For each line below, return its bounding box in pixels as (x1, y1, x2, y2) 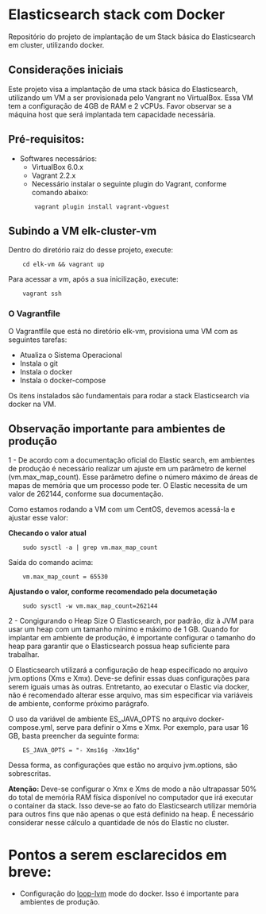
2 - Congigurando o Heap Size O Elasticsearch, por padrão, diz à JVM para (8, 616, 254, 626)
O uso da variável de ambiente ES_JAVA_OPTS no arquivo (8, 714, 197, 724)
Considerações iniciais (8, 63, 124, 77)
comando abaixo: (31, 187, 89, 197)
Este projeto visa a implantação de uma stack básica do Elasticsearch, (8, 84, 238, 94)
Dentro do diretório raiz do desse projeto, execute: (8, 245, 173, 255)
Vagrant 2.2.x (31, 171, 76, 180)
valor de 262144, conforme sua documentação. (8, 490, 164, 499)
